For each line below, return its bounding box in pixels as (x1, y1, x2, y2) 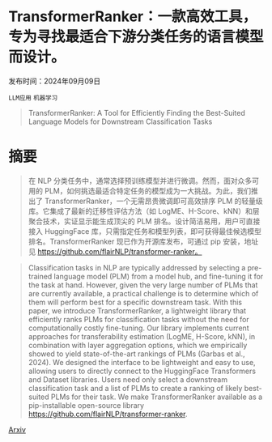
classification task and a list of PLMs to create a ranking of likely (28, 383, 243, 393)
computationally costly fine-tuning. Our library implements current (28, 323, 249, 333)
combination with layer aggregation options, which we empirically (28, 340, 248, 350)
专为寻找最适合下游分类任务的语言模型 (8, 28, 265, 46)
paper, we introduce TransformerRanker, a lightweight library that (28, 305, 247, 316)
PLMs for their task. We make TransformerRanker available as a (50, 392, 263, 402)
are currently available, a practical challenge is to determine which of (28, 288, 259, 298)
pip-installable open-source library (28, 400, 144, 410)
